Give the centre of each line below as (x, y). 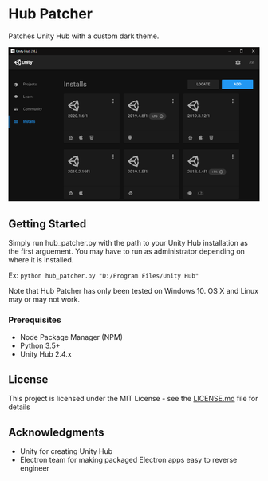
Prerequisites (35, 320)
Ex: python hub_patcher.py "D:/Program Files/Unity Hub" (104, 275)
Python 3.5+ (40, 346)
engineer (35, 468)
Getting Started (47, 224)
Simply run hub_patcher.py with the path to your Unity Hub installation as (128, 243)
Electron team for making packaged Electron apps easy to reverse (128, 460)
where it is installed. (41, 260)
